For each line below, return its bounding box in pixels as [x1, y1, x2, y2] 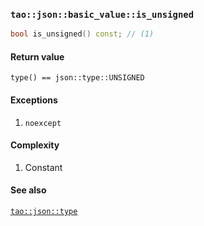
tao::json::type [10, 206, 78, 216]
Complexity [10, 139, 60, 151]
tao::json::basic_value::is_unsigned [10, 9, 195, 20]
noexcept [24, 118, 62, 128]
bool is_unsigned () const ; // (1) [10, 29, 155, 39]
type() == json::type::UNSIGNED [10, 73, 145, 83]
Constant [24, 161, 63, 173]
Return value [10, 50, 65, 63]
